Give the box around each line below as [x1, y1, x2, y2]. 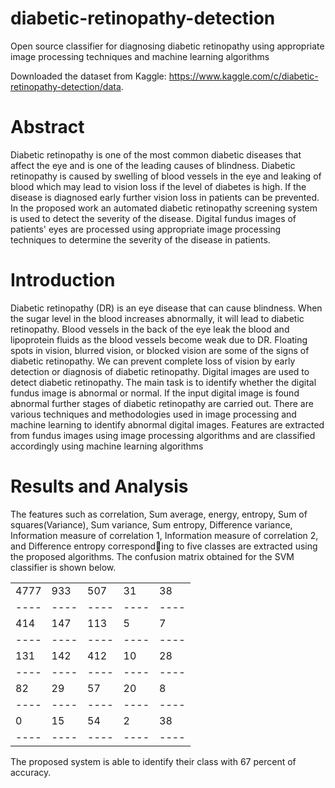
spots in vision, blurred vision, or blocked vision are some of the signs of [10, 344, 310, 356]
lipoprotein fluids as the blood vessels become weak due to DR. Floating [10, 333, 308, 346]
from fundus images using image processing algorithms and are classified [10, 429, 316, 441]
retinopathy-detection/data [10, 80, 122, 92]
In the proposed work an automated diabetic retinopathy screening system [10, 202, 318, 214]
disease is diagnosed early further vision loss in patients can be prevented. [10, 191, 320, 203]
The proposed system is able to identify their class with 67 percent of [10, 755, 297, 767]
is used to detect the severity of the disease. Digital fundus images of [10, 212, 297, 224]
